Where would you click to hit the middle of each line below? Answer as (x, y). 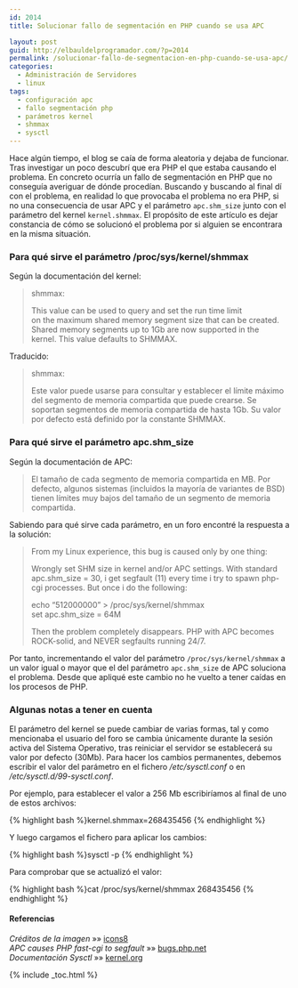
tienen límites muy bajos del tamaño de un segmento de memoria (151, 498)
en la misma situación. (50, 234)
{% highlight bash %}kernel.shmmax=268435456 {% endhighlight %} (137, 820)
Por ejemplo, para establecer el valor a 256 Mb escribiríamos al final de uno (148, 793)
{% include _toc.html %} (54, 975)
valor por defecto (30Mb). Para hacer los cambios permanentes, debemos (145, 757)
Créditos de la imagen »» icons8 (69, 939)
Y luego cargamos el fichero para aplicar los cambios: (108, 837)
